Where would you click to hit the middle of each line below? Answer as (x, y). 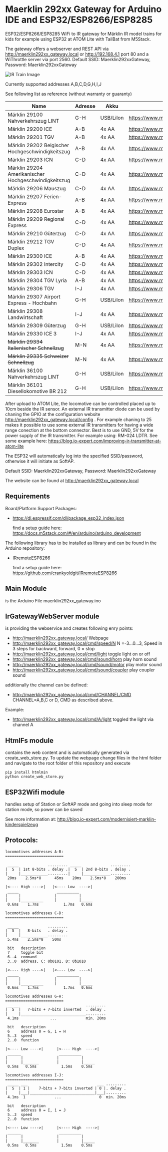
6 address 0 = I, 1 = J (36, 1110)
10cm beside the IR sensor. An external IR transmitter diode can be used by (82, 409)
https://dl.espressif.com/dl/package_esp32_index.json (68, 518)
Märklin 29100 (25, 115)
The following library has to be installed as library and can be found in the (81, 543)
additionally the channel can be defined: (46, 685)
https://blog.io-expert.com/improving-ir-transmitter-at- (105, 441)
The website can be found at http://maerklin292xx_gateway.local (72, 480)
